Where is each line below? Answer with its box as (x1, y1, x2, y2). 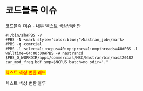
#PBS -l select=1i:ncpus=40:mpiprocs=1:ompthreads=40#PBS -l (5, 46, 138, 51)
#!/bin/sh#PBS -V (5, 33, 42, 38)
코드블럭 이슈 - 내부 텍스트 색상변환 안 (5, 22, 81, 29)
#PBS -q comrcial (5, 41, 42, 47)
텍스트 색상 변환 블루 (5, 80, 46, 86)
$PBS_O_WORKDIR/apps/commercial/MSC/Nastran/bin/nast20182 (5, 55, 134, 60)
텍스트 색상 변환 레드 (5, 69, 46, 75)
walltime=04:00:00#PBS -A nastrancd (5, 51, 83, 56)
